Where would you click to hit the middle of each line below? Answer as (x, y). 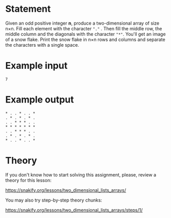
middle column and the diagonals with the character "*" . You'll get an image (85, 34)
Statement (28, 9)
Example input (36, 66)
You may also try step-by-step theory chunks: (54, 200)
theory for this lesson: (28, 180)
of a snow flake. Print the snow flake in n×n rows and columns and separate (85, 39)
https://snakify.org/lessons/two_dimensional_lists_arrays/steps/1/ (74, 210)
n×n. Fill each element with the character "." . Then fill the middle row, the (84, 28)
